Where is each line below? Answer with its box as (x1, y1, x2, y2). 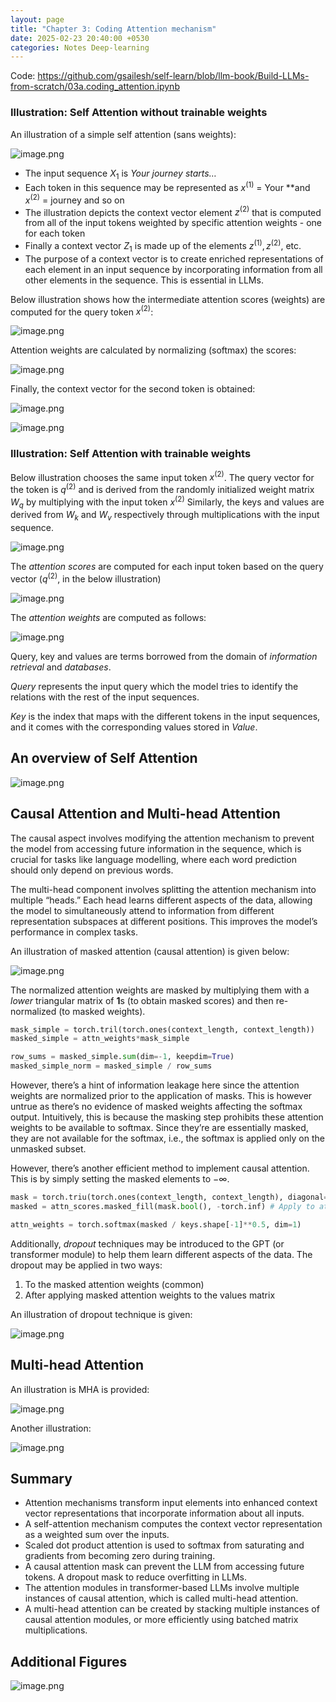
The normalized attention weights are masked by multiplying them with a (10, 984, 310, 996)
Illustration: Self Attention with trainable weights (10, 447, 252, 461)
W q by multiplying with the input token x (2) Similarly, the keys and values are (10, 494, 325, 510)
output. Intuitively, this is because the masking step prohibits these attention (10, 1111, 324, 1123)
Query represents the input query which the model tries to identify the (10, 680, 299, 692)
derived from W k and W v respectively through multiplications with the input (10, 509, 320, 523)
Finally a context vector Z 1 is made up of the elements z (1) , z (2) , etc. (24, 238, 302, 254)
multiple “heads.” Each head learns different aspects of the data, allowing (10, 894, 313, 906)
